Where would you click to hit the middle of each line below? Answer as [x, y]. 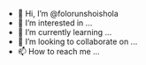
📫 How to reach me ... [58, 51]
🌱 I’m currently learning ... [65, 32]
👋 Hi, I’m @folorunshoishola [68, 14]
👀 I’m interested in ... [55, 23]
